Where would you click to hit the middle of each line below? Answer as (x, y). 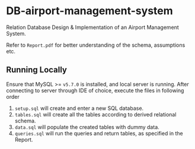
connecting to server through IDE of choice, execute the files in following (95, 90)
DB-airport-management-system (89, 11)
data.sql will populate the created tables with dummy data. (87, 127)
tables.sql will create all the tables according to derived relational (95, 114)
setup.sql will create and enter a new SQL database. (79, 108)
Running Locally (36, 70)
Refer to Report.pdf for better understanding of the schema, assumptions (96, 45)
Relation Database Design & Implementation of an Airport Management (92, 27)
